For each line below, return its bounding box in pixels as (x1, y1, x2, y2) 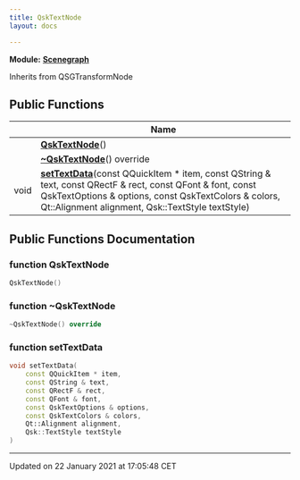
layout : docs (9, 21, 58, 30)
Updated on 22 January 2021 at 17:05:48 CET (9, 461, 177, 472)
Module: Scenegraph (9, 54, 89, 64)
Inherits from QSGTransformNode (9, 71, 134, 81)
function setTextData (9, 341, 104, 353)
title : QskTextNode (9, 13, 82, 22)
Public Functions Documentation (9, 232, 196, 247)
